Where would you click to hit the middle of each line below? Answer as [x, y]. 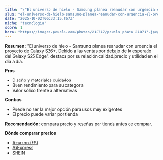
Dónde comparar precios [31, 133]
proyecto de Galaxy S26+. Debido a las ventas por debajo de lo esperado [78, 51]
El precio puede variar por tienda [45, 114]
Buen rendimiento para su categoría [48, 85]
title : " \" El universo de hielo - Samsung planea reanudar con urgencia [80, 9]
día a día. [14, 61]
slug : [10, 14]
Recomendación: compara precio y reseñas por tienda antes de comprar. [79, 124]
